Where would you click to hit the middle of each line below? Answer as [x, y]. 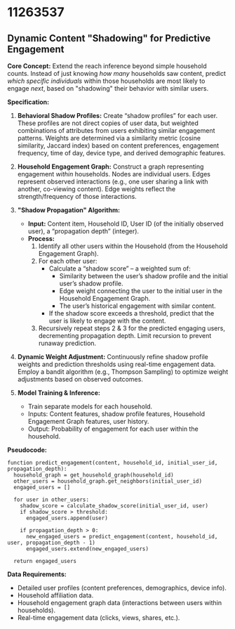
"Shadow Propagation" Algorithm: [69, 210]
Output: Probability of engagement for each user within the [113, 429]
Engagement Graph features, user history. [88, 421]
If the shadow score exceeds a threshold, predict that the [132, 313]
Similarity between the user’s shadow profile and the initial [143, 276]
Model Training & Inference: [59, 393]
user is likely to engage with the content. [107, 321]
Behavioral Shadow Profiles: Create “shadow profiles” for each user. [117, 116]
